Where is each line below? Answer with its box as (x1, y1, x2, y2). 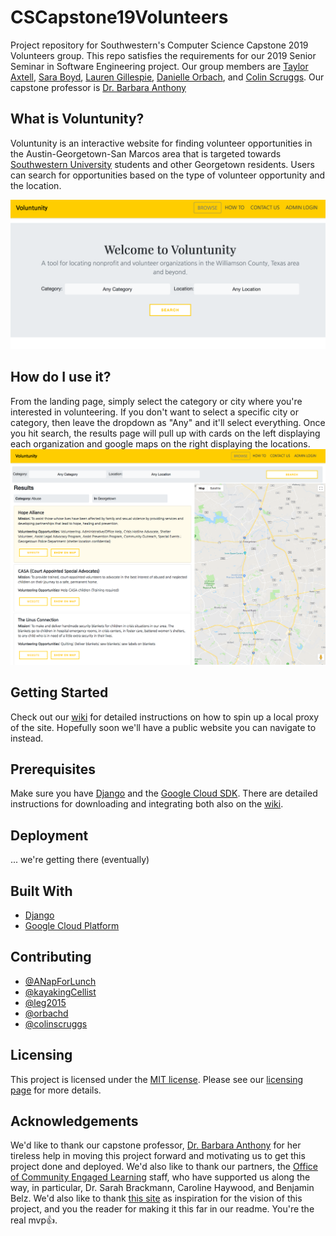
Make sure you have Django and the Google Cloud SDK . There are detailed (10, 787, 318, 800)
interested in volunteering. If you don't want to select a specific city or (10, 406, 299, 418)
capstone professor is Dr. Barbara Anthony (10, 81, 187, 93)
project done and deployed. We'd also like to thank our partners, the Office (10, 1161, 318, 1173)
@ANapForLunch (24, 975, 97, 987)
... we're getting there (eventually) (10, 854, 150, 866)
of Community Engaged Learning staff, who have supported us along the (10, 1171, 311, 1183)
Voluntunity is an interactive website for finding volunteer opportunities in (10, 137, 313, 149)
